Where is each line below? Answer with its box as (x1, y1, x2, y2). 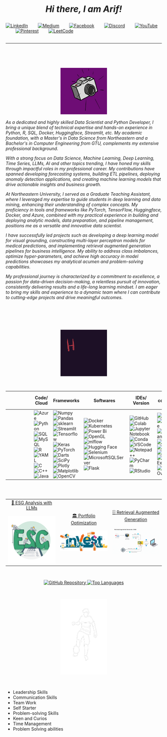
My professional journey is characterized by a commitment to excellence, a (5, 273, 160, 279)
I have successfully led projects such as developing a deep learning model (5, 232, 159, 238)
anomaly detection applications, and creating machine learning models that (5, 176, 162, 182)
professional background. (5, 146, 58, 152)
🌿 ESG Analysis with (11, 500, 53, 506)
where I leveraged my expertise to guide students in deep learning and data (5, 197, 161, 203)
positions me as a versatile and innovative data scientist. (5, 223, 122, 229)
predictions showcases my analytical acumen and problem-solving (5, 259, 143, 264)
